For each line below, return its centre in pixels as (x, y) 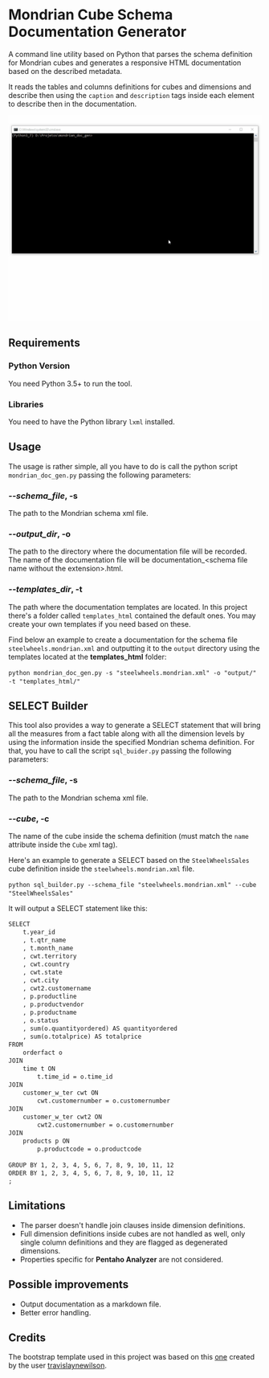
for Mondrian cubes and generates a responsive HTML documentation (125, 63)
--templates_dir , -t (45, 590)
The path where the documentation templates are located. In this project (128, 607)
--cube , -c (29, 819)
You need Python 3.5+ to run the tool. (70, 383)
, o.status (41, 1021)
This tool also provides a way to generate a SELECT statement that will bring (134, 726)
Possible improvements (69, 1284)
